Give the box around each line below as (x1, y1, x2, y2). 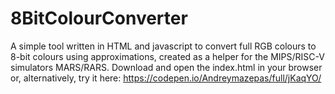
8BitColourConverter (10, 7, 188, 30)
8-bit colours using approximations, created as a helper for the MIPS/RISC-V (10, 50, 325, 62)
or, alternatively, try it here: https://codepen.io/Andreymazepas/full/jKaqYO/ (10, 72, 322, 84)
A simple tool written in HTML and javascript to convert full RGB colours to (10, 40, 317, 52)
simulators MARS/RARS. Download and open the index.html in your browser (10, 61, 323, 73)
